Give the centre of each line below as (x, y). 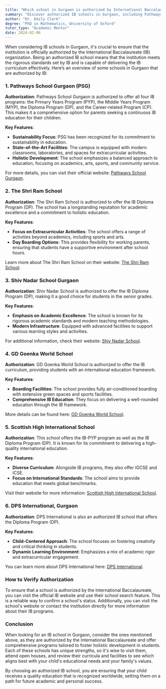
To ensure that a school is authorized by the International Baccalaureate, (79, 590)
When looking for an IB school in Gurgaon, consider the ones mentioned (79, 635)
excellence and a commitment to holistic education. (58, 212)
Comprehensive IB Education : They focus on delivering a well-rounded (85, 400)
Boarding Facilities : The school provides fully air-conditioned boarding (84, 389)
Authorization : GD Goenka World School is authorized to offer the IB (75, 365)
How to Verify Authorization (40, 579)
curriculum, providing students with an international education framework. (81, 370)
